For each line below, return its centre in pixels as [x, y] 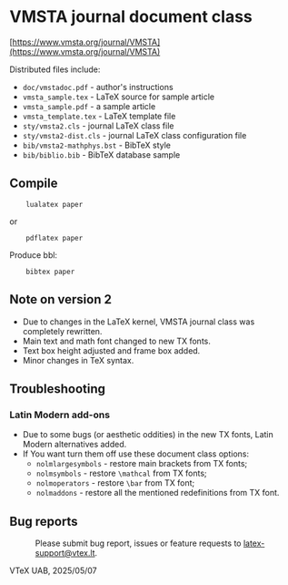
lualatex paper [55, 204]
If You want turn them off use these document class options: [136, 454]
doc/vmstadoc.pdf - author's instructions [98, 87]
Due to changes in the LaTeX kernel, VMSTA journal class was [139, 322]
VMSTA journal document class [131, 17]
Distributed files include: [55, 69]
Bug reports [44, 521]
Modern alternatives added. [74, 445]
